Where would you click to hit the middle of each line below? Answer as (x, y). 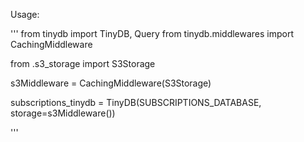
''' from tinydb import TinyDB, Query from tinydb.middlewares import (152, 33)
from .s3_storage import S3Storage (83, 63)
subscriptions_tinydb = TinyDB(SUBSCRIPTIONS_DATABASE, (136, 102)
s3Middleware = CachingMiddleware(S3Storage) (111, 83)
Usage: (25, 14)
